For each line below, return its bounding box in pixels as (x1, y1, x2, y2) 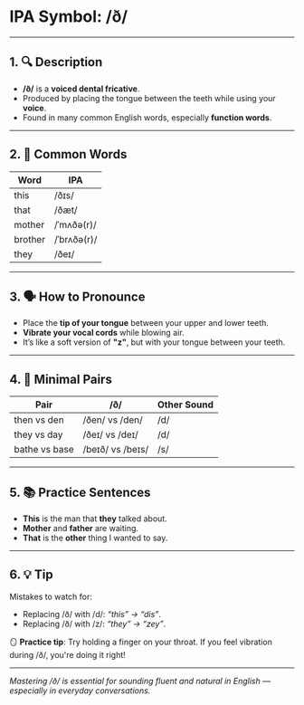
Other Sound (157, 398, 214, 411)
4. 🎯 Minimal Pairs (9, 371, 113, 386)
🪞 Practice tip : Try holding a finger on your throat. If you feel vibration (9, 636, 273, 647)
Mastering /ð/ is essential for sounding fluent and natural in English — (9, 675, 271, 686)
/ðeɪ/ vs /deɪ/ (82, 428, 138, 441)
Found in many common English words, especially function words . (22, 111, 272, 123)
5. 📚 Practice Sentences (9, 484, 151, 500)
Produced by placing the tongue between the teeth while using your (22, 92, 276, 103)
